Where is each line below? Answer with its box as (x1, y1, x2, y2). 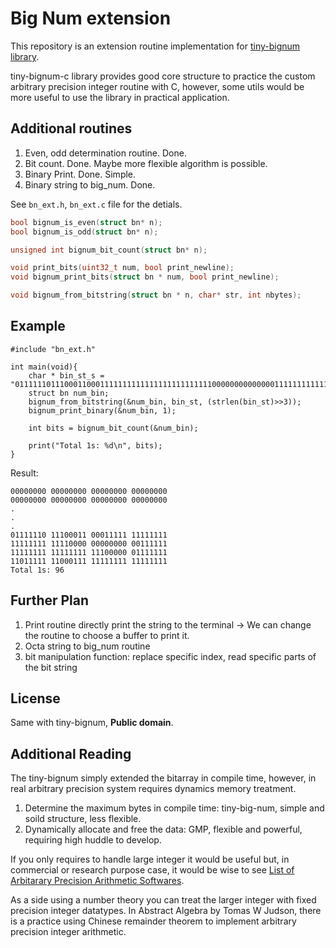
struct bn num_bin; (28, 388, 110, 398)
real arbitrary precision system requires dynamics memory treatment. (10, 783, 297, 795)
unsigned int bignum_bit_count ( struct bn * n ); (10, 245, 208, 255)
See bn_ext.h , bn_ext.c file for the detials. (10, 198, 183, 210)
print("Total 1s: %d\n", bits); (28, 440, 163, 451)
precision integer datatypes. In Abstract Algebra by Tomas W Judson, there (10, 905, 322, 917)
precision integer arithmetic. (10, 926, 127, 938)
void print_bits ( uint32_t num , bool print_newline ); (10, 263, 235, 273)
